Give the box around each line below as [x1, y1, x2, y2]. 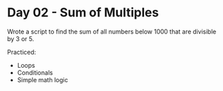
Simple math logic [17, 75, 69, 83]
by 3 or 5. [7, 34, 34, 42]
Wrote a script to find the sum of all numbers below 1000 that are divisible [7, 27, 217, 36]
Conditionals [17, 68, 53, 77]
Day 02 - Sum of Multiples [7, 5, 160, 21]
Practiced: [7, 48, 36, 56]
